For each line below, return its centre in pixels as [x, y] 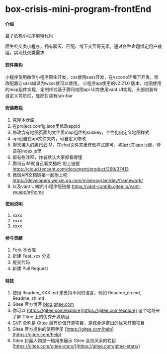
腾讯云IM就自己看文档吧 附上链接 [46, 163]
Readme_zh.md [28, 298]
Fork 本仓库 [24, 250]
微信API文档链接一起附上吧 [40, 175]
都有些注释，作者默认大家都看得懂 [47, 157]
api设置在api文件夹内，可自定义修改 [49, 138]
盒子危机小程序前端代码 [29, 36]
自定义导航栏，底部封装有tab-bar [39, 95]
